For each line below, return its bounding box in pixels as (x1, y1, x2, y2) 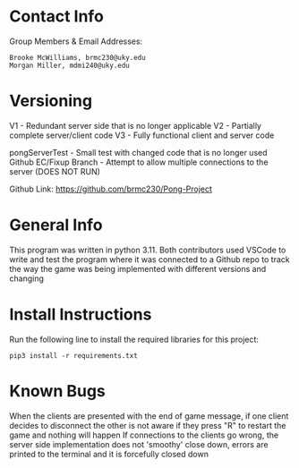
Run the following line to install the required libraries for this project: (9, 334, 260, 345)
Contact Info (9, 6, 105, 27)
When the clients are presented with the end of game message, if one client (9, 410, 289, 421)
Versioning (9, 91, 92, 111)
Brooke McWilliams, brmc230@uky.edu (9, 53, 146, 62)
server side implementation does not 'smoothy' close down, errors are (9, 438, 269, 449)
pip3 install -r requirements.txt (9, 351, 139, 360)
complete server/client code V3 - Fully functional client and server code (9, 130, 275, 140)
